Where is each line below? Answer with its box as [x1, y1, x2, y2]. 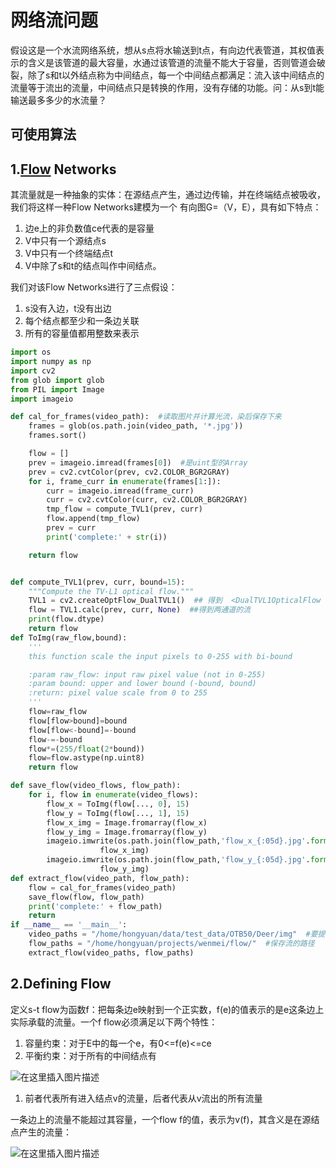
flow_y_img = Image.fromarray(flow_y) [46, 827, 208, 837]
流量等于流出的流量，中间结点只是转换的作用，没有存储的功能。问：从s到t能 [10, 81, 325, 93]
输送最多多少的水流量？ [10, 94, 107, 106]
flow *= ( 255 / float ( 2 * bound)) [28, 744, 145, 754]
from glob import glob [10, 375, 105, 385]
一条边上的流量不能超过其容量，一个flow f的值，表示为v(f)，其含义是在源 [10, 1113, 312, 1125]
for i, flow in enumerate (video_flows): [28, 790, 199, 800]
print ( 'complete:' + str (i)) [46, 532, 168, 542]
